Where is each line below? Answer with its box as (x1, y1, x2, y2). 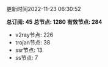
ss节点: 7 (15, 54, 38, 61)
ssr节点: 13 (15, 46, 43, 54)
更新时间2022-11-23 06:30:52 (6, 5, 81, 12)
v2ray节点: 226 (15, 31, 54, 38)
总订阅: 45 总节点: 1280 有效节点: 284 (6, 18, 103, 26)
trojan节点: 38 (15, 39, 51, 46)
